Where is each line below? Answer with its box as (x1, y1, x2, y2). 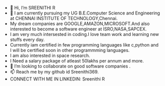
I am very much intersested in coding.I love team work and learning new (10, 31, 159, 37)
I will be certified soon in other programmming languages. (10, 47, 130, 53)
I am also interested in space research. (10, 52, 90, 58)
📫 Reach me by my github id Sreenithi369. (10, 69, 99, 74)
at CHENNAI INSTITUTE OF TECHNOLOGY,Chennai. (10, 15, 118, 21)
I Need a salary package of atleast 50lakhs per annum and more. (10, 58, 144, 63)
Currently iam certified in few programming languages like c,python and (10, 42, 159, 47)
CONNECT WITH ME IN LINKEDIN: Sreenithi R (10, 76, 105, 82)
